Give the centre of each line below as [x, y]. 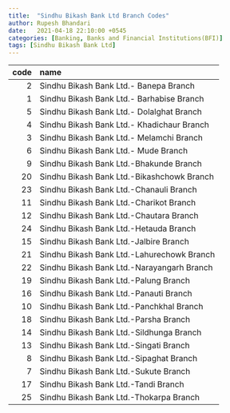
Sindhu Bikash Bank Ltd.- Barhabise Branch [122, 99]
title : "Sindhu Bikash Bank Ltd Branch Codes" [89, 16]
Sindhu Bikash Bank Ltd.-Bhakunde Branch [121, 164]
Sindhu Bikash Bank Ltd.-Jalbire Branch [114, 242]
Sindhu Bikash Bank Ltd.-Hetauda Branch [118, 228]
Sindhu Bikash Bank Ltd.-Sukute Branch [115, 371]
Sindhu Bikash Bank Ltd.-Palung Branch [115, 280]
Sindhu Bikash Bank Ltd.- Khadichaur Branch [125, 125]
